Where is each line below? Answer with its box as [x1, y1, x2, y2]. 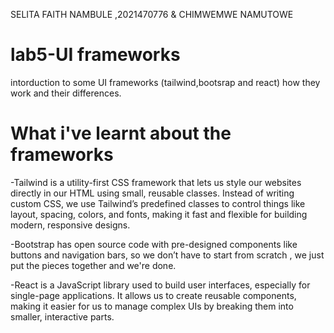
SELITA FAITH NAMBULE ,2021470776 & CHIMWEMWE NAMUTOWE [10, 9, 294, 20]
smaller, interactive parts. [10, 310, 115, 323]
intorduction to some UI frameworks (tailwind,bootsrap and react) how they [10, 76, 321, 88]
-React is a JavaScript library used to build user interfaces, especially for [10, 279, 311, 291]
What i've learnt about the [10, 122, 232, 145]
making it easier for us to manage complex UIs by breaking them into [10, 300, 294, 312]
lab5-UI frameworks [10, 44, 181, 66]
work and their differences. [10, 87, 122, 99]
